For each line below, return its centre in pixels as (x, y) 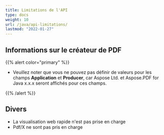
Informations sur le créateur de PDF (63, 50)
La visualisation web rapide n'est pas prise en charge (69, 122)
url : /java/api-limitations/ (37, 24)
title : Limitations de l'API (37, 10)
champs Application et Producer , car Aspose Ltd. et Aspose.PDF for (86, 78)
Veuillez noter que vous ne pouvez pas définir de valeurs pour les (82, 72)
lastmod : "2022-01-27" (30, 29)
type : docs (17, 15)
